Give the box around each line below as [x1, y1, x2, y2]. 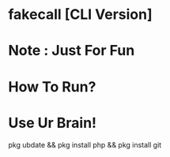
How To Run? [8, 77, 96, 95]
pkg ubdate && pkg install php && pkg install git [8, 140, 162, 149]
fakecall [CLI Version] [8, 6, 153, 24]
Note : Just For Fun [8, 42, 135, 60]
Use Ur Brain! [8, 114, 97, 132]
